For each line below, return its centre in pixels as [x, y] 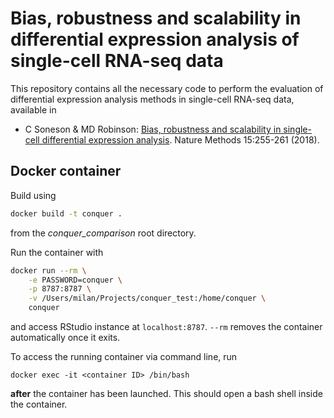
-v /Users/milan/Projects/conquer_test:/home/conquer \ [147, 298]
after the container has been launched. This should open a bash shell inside [166, 393]
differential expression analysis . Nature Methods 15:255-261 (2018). [180, 139]
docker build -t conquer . [66, 213]
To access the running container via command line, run [124, 356]
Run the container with [57, 252]
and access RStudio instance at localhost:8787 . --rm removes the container [166, 326]
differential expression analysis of [155, 39]
